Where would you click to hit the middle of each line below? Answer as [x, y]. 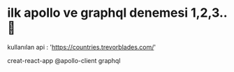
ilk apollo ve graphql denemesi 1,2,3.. [117, 13]
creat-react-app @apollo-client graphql [64, 60]
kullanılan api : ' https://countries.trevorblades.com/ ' [81, 47]
